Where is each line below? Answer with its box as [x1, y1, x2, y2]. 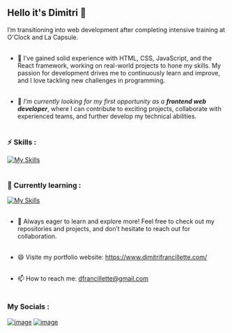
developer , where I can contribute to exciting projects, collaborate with [17, 104, 222, 112]
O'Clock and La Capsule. [7, 33, 79, 41]
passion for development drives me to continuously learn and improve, [17, 68, 221, 77]
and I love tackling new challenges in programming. [17, 76, 166, 84]
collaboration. [17, 232, 57, 241]
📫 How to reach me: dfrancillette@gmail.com [17, 274, 148, 283]
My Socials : [7, 302, 50, 311]
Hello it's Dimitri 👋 [7, 7, 86, 19]
